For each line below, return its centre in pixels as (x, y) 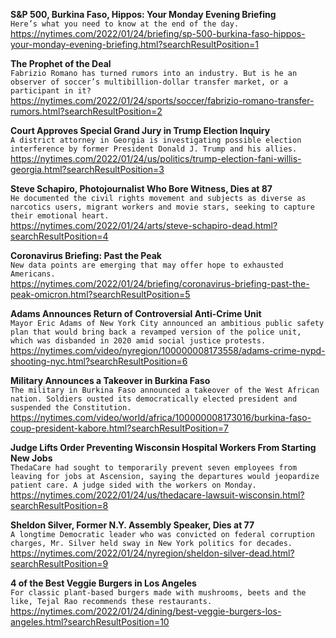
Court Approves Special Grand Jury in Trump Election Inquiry (140, 130)
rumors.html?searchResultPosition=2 (86, 111)
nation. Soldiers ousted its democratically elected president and (154, 399)
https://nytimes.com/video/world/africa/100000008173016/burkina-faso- (161, 417)
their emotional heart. (60, 216)
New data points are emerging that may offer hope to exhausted (147, 265)
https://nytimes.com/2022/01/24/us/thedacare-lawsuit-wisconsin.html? (157, 495)
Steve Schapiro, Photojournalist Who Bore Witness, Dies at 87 (141, 188)
